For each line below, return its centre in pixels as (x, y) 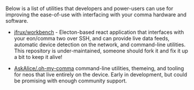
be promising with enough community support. (70, 81)
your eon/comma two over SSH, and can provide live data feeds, (92, 38)
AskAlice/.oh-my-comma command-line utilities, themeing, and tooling (99, 68)
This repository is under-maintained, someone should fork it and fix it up (101, 51)
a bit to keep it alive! (38, 57)
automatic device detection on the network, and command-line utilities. (100, 44)
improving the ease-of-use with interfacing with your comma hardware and (96, 15)
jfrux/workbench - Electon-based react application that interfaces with (99, 32)
